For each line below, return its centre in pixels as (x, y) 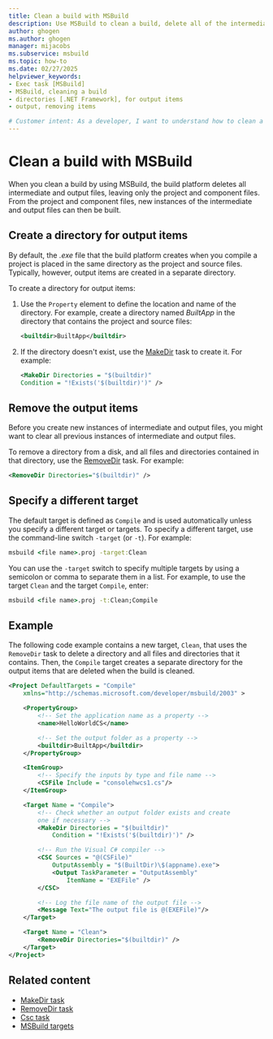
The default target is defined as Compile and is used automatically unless (130, 520)
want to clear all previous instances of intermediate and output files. (122, 437)
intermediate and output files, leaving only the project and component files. (134, 193)
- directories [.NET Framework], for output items (96, 99)
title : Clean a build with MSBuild (69, 16)
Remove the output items (73, 408)
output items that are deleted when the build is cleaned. (102, 671)
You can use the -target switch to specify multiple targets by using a (124, 568)
